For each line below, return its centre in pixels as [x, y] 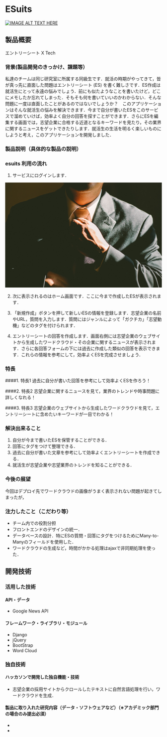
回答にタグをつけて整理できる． [45, 446]
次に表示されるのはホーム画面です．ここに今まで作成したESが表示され [85, 296]
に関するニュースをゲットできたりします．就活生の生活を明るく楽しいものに [83, 129]
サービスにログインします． [41, 175]
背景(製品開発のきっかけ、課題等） [46, 67]
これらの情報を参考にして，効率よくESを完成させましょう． [82, 354]
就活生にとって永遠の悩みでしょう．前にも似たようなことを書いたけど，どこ [83, 91]
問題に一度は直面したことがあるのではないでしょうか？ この [68, 104]
